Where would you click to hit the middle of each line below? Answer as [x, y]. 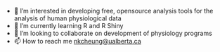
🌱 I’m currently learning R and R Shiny [69, 26]
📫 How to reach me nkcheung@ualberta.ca [78, 41]
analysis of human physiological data [67, 18]
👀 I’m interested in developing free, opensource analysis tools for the [114, 11]
